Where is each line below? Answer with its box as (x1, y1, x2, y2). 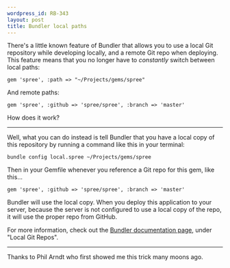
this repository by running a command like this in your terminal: (7, 141, 185, 149)
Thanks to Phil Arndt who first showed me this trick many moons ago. (7, 253, 203, 261)
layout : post (7, 16, 44, 23)
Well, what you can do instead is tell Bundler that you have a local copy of (7, 133, 215, 142)
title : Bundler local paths (7, 23, 88, 29)
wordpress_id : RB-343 (7, 10, 69, 17)
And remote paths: (7, 88, 60, 96)
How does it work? (7, 113, 60, 122)
